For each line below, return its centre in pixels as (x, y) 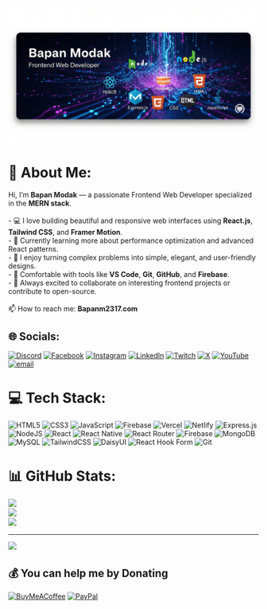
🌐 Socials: (34, 336)
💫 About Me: (50, 172)
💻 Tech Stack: (57, 398)
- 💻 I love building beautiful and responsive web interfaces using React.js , (130, 221)
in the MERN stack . (40, 203)
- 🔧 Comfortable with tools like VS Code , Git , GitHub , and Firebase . (119, 274)
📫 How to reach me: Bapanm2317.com (73, 308)
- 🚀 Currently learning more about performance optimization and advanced (131, 240)
